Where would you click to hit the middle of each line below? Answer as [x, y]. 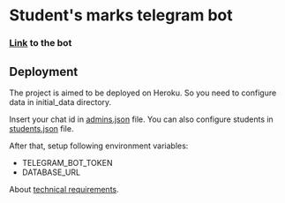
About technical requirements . [64, 189]
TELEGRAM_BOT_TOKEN [67, 162]
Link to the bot [41, 43]
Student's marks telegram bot [121, 15]
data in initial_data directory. [60, 101]
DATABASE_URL [51, 172]
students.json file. [41, 128]
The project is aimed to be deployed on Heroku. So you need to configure [143, 93]
